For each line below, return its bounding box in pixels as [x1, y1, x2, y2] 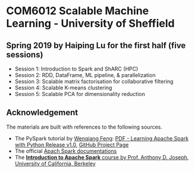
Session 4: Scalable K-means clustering [14, 84, 112, 91]
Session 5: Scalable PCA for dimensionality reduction [14, 91, 146, 97]
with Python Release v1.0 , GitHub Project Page [14, 141, 129, 148]
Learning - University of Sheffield [6, 17, 175, 30]
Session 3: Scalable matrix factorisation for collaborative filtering [14, 78, 174, 85]
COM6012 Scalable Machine [6, 4, 149, 18]
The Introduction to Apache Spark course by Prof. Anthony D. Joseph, [14, 153, 189, 161]
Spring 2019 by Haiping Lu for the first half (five [6, 40, 186, 50]
